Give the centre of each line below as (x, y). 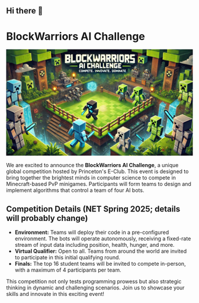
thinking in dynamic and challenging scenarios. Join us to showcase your (95, 288)
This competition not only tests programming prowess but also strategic (94, 282)
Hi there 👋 (25, 11)
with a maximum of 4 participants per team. (68, 270)
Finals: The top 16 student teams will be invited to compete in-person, (100, 264)
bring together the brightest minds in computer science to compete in (91, 178)
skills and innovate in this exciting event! (55, 294)
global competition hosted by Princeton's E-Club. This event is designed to (97, 171)
